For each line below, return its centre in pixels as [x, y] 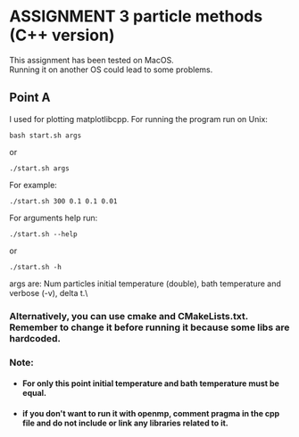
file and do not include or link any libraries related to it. [125, 423]
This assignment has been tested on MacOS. [91, 60]
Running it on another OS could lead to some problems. [111, 70]
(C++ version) [62, 35]
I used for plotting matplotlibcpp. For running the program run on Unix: [138, 119]
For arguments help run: [54, 218]
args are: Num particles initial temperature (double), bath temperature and [145, 284]
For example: [33, 185]
